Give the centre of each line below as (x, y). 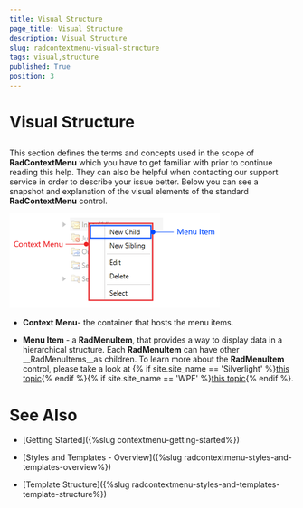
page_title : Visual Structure (66, 28)
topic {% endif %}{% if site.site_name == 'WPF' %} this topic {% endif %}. (158, 379)
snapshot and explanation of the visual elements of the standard (129, 192)
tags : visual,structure (54, 57)
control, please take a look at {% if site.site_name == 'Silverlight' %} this (156, 369)
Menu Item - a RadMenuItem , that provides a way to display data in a (152, 340)
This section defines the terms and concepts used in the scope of (132, 153)
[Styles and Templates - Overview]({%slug (102, 457)
